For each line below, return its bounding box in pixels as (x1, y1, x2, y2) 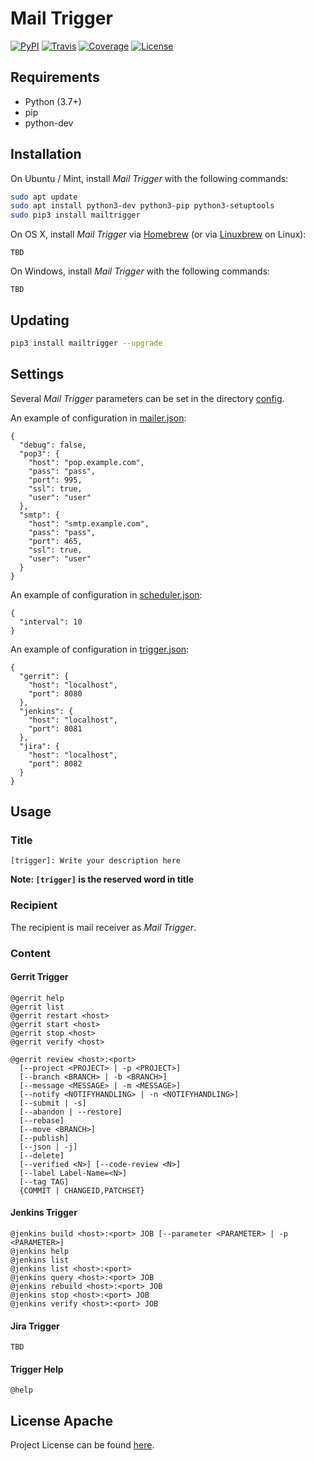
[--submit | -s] (19, 1098, 87, 1108)
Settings (10, 366, 65, 383)
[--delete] (19, 1150, 65, 1161)
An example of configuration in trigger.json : (10, 643, 190, 655)
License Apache (10, 1412, 114, 1429)
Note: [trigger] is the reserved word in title (10, 873, 195, 886)
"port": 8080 (28, 688, 83, 699)
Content (10, 946, 52, 960)
